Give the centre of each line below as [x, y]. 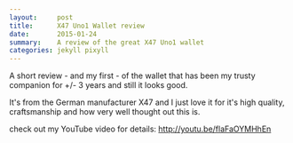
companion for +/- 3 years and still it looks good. [99, 85]
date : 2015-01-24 [53, 34]
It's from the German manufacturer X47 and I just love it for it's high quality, [147, 102]
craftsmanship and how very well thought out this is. [105, 112]
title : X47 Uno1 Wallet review [77, 26]
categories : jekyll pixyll [59, 51]
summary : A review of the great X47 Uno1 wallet [107, 42]
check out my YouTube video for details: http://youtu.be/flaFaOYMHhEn [140, 129]
